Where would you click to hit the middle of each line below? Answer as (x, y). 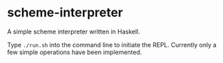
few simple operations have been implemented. (75, 52)
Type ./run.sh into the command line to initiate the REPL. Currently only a (112, 45)
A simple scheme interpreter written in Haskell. (74, 32)
